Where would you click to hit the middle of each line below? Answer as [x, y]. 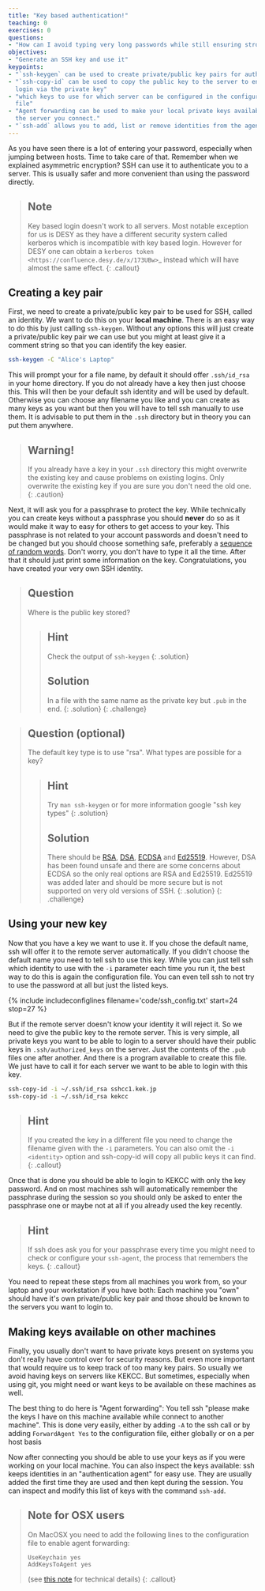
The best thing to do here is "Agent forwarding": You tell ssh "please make [129, 1408]
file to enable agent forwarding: [78, 1543]
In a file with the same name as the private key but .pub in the [147, 700]
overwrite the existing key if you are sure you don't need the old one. [139, 486]
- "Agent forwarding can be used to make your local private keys [119, 111]
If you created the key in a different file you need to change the [130, 1140]
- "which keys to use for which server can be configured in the [118, 96]
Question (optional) [77, 733]
